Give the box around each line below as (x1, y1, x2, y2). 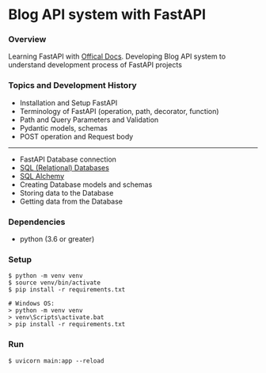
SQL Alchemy (19, 171, 65, 181)
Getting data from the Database (19, 196, 123, 206)
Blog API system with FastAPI (8, 6, 207, 24)
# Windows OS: (8, 299, 55, 308)
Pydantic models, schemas (19, 123, 108, 132)
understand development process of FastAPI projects (8, 60, 182, 70)
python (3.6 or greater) (19, 234, 95, 244)
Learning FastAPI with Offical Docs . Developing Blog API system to (8, 51, 226, 61)
